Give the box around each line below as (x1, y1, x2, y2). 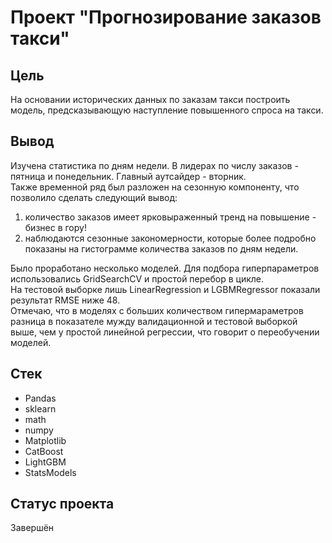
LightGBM (24, 456, 67, 468)
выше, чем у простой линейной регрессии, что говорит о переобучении (10, 326, 320, 338)
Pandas (24, 392, 57, 404)
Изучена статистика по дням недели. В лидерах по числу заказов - (10, 159, 299, 171)
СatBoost (24, 445, 64, 457)
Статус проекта (10, 496, 115, 513)
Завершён (10, 522, 55, 534)
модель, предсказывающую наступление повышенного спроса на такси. (10, 104, 324, 116)
